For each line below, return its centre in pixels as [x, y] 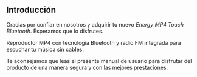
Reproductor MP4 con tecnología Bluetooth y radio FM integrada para [94, 42]
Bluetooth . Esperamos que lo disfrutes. [55, 31]
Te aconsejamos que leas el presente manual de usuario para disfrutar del [99, 61]
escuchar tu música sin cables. [45, 49]
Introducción [31, 10]
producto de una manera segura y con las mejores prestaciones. [87, 67]
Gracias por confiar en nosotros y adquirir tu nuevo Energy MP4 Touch [95, 24]
